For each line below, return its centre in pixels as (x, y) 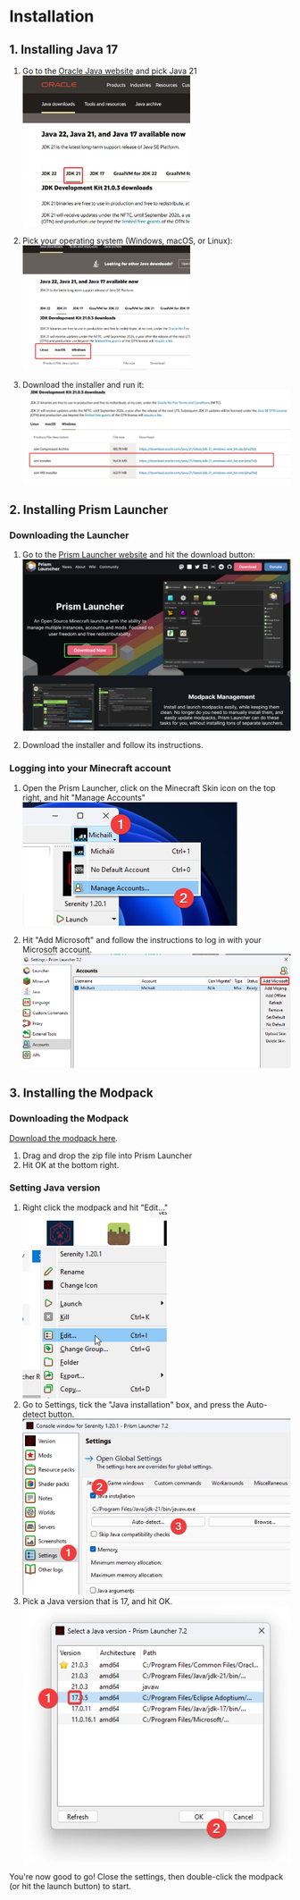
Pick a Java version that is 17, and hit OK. (97, 1601)
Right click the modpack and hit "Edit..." (95, 1207)
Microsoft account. (57, 949)
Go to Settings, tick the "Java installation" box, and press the (133, 1404)
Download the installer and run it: (83, 385)
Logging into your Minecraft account (90, 769)
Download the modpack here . (64, 1138)
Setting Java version (55, 1188)
